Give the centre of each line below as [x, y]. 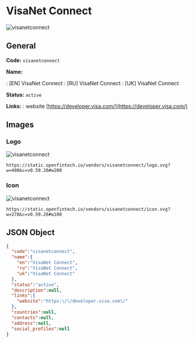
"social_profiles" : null [41, 329]
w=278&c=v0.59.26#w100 [34, 214]
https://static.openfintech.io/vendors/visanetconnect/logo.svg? [88, 165]
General [21, 46]
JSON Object [30, 233]
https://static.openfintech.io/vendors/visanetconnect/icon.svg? [88, 209]
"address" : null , [31, 323]
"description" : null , [37, 290]
